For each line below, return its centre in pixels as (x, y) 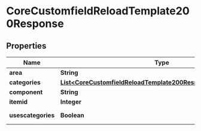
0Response (35, 24)
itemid (19, 102)
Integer (71, 102)
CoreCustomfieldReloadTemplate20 (98, 11)
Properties (26, 46)
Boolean (72, 115)
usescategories (32, 115)
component (26, 92)
